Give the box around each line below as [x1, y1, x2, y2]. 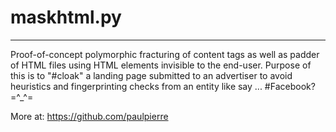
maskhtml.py [10, 6, 122, 29]
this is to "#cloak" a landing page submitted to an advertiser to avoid [10, 69, 293, 81]
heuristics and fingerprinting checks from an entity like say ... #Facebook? [10, 80, 316, 92]
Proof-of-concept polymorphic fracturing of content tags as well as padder [10, 48, 320, 60]
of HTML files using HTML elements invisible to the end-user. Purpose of [10, 59, 312, 71]
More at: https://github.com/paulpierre [10, 110, 169, 122]
